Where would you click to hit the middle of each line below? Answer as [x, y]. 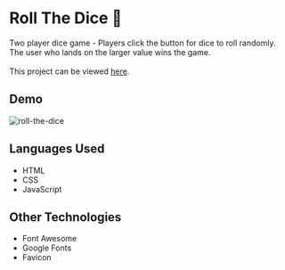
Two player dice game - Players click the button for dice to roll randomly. [142, 43]
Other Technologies [65, 217]
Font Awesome [49, 239]
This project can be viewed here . [69, 71]
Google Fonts [47, 248]
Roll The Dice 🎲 [66, 18]
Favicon [37, 258]
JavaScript [42, 189]
